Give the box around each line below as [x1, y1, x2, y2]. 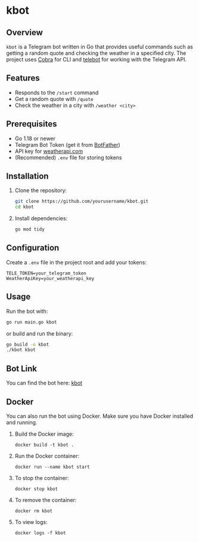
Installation [6, 171, 49, 181]
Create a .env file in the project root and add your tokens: [6, 258, 147, 266]
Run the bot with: [6, 307, 48, 315]
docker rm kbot [14, 508, 53, 514]
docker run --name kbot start [14, 464, 91, 470]
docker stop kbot [14, 486, 58, 492]
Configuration [6, 243, 60, 253]
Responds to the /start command [14, 89, 99, 96]
